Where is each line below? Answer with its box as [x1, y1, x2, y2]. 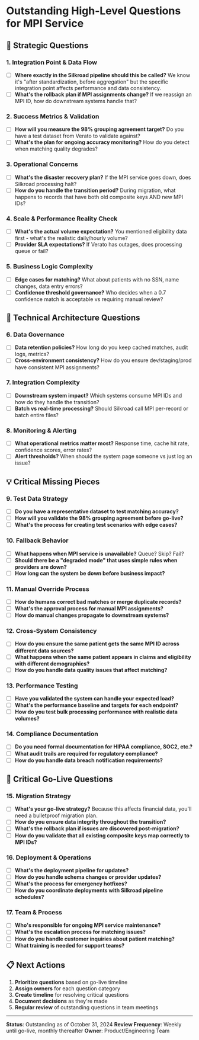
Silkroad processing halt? [14, 180, 77, 187]
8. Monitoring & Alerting [6, 426, 77, 434]
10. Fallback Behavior [6, 536, 69, 545]
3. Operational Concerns [6, 160, 78, 168]
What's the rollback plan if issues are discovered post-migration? [14, 825, 179, 832]
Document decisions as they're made [14, 997, 108, 1005]
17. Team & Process [6, 908, 62, 917]
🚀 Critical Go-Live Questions [6, 775, 113, 785]
